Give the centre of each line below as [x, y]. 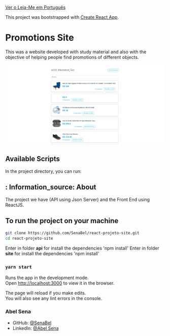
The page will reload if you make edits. [46, 293]
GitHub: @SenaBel [32, 323]
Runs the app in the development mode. [47, 278]
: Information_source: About [51, 187]
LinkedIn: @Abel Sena [36, 328]
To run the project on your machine [62, 221]
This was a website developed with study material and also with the [76, 52]
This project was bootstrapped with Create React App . [62, 17]
